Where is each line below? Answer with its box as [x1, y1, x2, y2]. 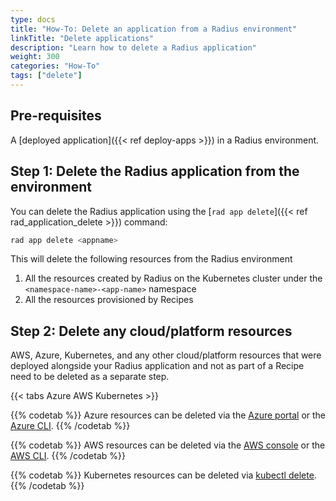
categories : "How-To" [10, 61, 101, 71]
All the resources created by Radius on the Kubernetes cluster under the [24, 272, 323, 285]
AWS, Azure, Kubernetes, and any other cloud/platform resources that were [10, 349, 322, 361]
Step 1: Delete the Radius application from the [10, 163, 300, 180]
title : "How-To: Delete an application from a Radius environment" [10, 24, 298, 34]
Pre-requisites [10, 107, 102, 125]
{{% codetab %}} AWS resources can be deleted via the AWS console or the [10, 439, 326, 451]
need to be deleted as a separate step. [10, 371, 170, 383]
